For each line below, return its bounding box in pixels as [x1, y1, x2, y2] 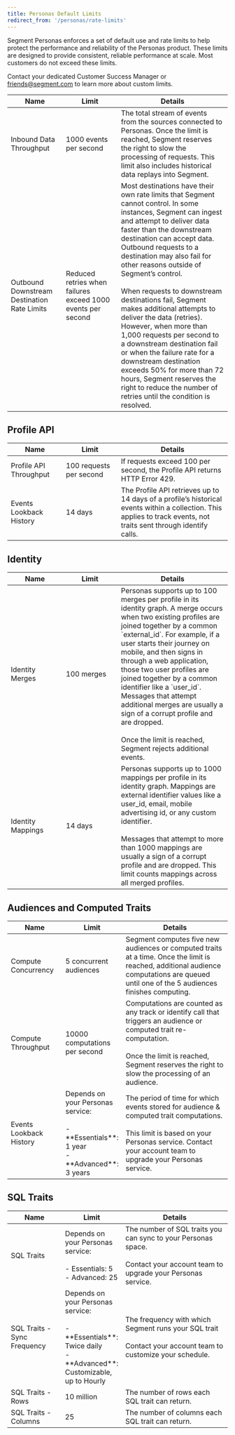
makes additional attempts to [121, 303, 216, 313]
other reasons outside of [121, 260, 201, 269]
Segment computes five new [125, 934, 220, 944]
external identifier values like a [121, 790, 222, 800]
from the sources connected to [121, 116, 222, 126]
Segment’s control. [121, 268, 183, 278]
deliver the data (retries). [121, 312, 203, 322]
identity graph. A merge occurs [121, 603, 223, 613]
